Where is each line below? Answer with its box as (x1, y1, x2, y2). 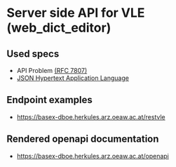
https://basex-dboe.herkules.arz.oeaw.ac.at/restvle (16, 112, 165, 121)
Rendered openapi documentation (6, 133, 159, 145)
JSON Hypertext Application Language (16, 74, 129, 82)
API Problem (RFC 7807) (16, 67, 88, 74)
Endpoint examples (6, 94, 93, 106)
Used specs (6, 48, 60, 60)
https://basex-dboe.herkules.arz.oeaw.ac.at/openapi (16, 152, 170, 160)
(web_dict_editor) (6, 20, 111, 36)
